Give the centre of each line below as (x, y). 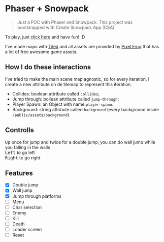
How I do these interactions (48, 67)
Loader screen (27, 229)
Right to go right (23, 157)
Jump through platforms (37, 196)
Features (19, 173)
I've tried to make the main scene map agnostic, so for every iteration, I (77, 79)
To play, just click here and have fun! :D (45, 37)
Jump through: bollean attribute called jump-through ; (66, 99)
